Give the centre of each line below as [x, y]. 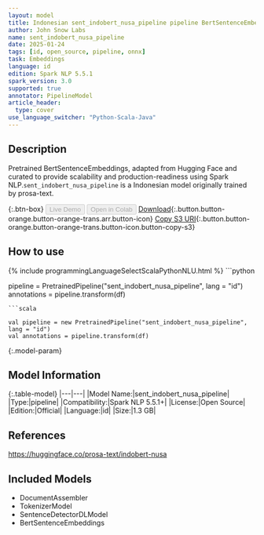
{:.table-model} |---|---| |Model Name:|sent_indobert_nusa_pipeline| [119, 394]
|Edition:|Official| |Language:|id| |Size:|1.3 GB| [82, 411]
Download [154, 209]
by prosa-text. [31, 193]
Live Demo [65, 209]
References [37, 435]
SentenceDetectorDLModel [64, 514]
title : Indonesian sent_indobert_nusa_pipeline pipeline [103, 23]
